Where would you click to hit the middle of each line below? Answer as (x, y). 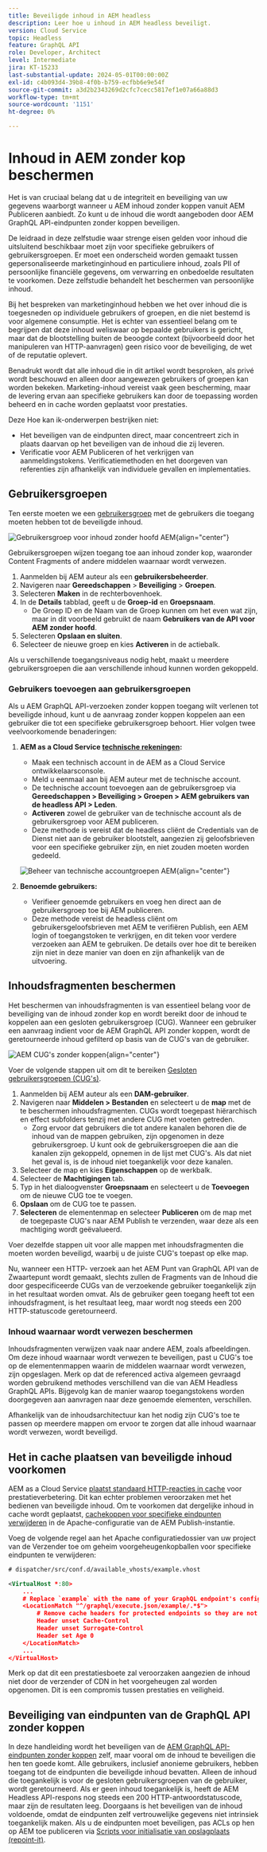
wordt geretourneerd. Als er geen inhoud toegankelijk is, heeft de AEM (124, 1789)
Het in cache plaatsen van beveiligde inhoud (120, 1457)
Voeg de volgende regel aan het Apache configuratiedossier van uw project (132, 1537)
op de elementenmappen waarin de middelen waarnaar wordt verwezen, (127, 1366)
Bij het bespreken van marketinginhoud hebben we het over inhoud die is (128, 304)
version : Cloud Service (48, 30)
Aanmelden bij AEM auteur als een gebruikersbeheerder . (114, 576)
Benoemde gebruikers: (58, 887)
